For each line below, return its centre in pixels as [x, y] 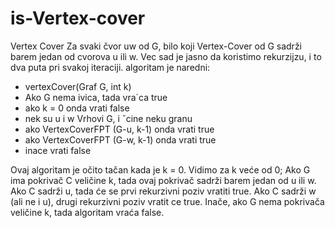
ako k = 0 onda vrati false [77, 108]
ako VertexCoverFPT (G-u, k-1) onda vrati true [119, 129]
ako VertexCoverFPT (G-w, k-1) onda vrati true [120, 139]
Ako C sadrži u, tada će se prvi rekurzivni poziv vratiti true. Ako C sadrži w [163, 191]
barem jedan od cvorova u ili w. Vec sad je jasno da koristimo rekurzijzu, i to [166, 56]
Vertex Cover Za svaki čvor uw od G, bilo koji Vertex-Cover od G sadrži [156, 46]
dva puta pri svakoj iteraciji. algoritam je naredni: [110, 67]
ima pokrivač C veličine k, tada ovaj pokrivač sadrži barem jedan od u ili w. [163, 180]
